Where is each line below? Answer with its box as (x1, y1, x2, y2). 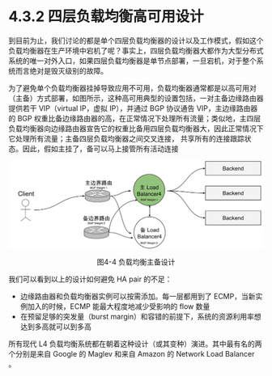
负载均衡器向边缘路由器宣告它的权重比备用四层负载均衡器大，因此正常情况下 (8, 123, 264, 133)
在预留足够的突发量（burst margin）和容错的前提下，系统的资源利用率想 (19, 311, 261, 321)
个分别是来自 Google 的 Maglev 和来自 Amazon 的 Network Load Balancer (8, 349, 255, 358)
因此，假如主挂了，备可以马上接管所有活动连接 (22, 143, 179, 154)
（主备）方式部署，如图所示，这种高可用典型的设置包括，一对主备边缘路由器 (8, 93, 264, 103)
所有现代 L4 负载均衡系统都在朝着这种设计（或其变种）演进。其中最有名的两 (8, 339, 262, 349)
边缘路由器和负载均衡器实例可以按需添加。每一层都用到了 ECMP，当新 (19, 291, 256, 301)
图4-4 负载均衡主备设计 (96, 256, 176, 267)
